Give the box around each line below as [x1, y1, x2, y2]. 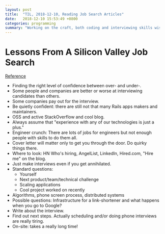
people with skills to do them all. [12, 135, 78, 141]
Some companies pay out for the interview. [12, 99, 99, 104]
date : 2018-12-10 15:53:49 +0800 [5, 16, 78, 21]
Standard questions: [12, 166, 54, 172]
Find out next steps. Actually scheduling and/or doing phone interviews [12, 213, 157, 219]
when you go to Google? [12, 203, 62, 208]
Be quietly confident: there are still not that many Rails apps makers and [12, 104, 158, 109]
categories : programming [5, 21, 56, 26]
